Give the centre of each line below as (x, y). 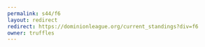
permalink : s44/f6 (34, 13)
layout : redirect (33, 20)
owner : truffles (31, 33)
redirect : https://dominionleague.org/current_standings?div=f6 (103, 26)
